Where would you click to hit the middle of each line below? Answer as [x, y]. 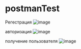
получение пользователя [31, 41]
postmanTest [32, 9]
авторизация [18, 31]
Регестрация [18, 22]
